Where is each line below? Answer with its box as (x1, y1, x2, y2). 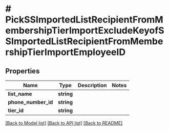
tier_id (8, 107, 24, 114)
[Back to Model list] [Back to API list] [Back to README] (5, 120, 123, 126)
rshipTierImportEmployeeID (5, 46, 126, 58)
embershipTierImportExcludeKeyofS (5, 25, 165, 36)
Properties (5, 67, 40, 75)
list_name (8, 90, 32, 97)
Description (77, 82, 107, 89)
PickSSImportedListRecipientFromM (5, 14, 163, 25)
